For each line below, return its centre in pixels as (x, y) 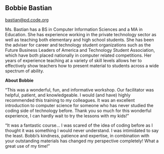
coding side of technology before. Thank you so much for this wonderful (78, 110)
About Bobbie (19, 80)
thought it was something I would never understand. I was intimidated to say (82, 130)
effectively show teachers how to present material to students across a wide (82, 66)
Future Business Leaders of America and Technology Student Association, (80, 50)
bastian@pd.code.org (27, 20)
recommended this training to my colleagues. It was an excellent (70, 100)
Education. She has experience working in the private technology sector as (81, 34)
